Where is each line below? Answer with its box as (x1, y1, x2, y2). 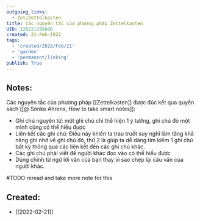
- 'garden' (12, 49, 40, 55)
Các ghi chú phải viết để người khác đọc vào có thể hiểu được (15, 150, 171, 157)
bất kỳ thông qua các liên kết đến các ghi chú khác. (15, 143, 145, 150)
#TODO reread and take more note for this (6, 175, 113, 182)
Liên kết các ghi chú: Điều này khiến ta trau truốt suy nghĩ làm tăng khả (15, 130, 194, 137)
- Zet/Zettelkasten (12, 15, 62, 21)
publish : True (6, 60, 43, 66)
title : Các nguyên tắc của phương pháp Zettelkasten (6, 20, 143, 26)
